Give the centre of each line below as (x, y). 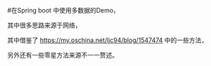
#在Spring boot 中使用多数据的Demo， (63, 10)
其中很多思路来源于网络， (44, 25)
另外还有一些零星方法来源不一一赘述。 (63, 55)
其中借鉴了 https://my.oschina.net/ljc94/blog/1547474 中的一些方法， (108, 40)
